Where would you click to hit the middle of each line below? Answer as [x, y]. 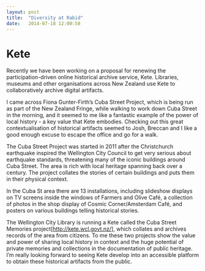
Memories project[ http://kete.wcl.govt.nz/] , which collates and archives [96, 229]
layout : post [23, 12]
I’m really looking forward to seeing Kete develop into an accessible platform [103, 255]
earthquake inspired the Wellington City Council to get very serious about [99, 153]
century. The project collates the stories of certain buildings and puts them [100, 173]
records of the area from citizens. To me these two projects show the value [101, 235]
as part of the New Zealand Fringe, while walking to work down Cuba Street [102, 109]
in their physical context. [37, 179]
